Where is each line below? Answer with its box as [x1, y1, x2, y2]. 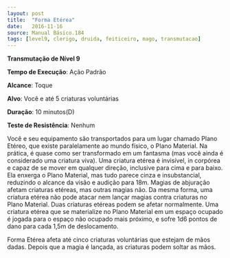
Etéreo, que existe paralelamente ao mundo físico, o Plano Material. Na [7, 142, 208, 150]
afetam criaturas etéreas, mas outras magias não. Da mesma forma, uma [7, 186, 213, 194]
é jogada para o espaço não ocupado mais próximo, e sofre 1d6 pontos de [7, 215, 218, 224]
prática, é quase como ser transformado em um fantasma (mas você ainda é [7, 149, 224, 158]
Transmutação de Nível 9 [7, 54, 80, 63]
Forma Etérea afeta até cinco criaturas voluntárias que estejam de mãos [7, 235, 211, 244]
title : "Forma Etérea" [7, 17, 76, 23]
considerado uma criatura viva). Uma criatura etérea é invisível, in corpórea [7, 156, 221, 165]
